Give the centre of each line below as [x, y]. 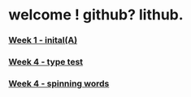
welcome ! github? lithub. [96, 15]
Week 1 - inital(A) [43, 40]
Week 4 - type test [46, 62]
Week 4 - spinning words [59, 83]
